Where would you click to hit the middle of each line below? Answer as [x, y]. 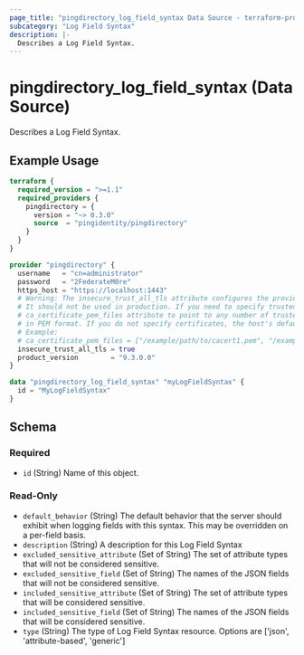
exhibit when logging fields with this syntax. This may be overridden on [155, 525]
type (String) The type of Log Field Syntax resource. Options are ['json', [156, 631]
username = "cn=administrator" [81, 273]
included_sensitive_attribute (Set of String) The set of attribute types [155, 593]
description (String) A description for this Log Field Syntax [132, 545]
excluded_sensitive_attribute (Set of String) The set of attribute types [155, 554]
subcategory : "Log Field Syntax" [72, 26]
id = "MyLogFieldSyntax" [64, 391]
